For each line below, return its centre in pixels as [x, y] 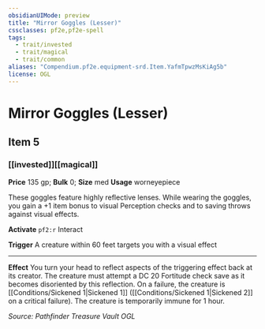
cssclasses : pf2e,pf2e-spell [56, 30]
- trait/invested [44, 45]
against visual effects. [44, 214]
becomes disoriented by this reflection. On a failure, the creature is [117, 284]
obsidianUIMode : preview [49, 15]
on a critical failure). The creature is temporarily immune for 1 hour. [116, 301]
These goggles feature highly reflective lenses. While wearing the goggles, [130, 197]
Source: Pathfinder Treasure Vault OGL [72, 316]
